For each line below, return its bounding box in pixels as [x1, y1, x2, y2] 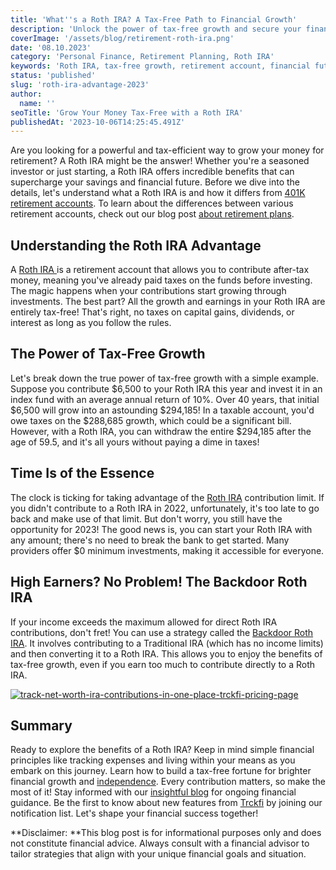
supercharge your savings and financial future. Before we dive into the [10, 176, 300, 188]
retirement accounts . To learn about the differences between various [10, 197, 294, 210]
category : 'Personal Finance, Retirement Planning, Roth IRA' [10, 52, 275, 62]
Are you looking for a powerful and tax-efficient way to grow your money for [10, 144, 325, 156]
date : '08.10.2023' [10, 42, 92, 53]
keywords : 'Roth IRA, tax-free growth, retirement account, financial [10, 61, 311, 71]
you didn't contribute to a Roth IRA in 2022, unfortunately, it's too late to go [10, 502, 320, 514]
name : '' [19, 98, 56, 108]
